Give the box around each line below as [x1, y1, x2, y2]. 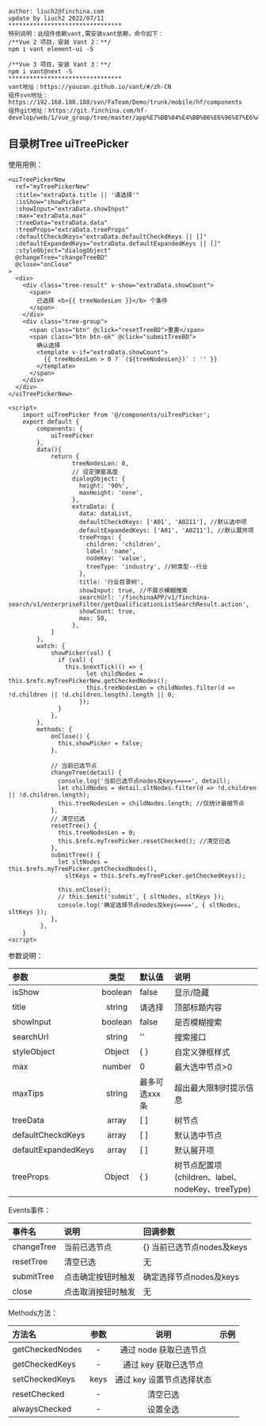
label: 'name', [85, 547, 136, 555]
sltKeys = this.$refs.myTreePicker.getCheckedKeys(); [64, 872, 246, 880]
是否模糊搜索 [173, 1016, 222, 1027]
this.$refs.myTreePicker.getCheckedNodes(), [8, 865, 158, 873]
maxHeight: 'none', [78, 488, 144, 496]
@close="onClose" [15, 260, 73, 268]
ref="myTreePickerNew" [15, 183, 90, 191]
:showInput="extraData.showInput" [15, 205, 129, 213]
